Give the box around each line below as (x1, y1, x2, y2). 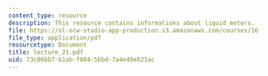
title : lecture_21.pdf (8, 48, 84, 56)
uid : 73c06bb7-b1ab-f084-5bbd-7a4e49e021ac (8, 56, 156, 64)
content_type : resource (8, 11, 88, 20)
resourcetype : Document (8, 41, 88, 49)
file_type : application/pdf (8, 33, 102, 42)
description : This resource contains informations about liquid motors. (8, 19, 255, 27)
